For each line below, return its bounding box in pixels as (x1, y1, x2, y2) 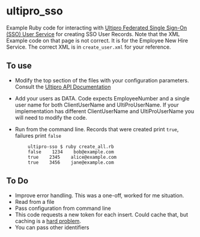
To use (6, 61, 32, 71)
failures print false (14, 132, 62, 139)
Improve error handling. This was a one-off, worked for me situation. (14, 191, 184, 199)
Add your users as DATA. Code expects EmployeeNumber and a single (14, 94, 190, 102)
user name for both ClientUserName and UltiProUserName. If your (14, 101, 179, 108)
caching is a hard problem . (14, 217, 81, 224)
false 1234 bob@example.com (28, 149, 114, 155)
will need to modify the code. (14, 114, 87, 121)
